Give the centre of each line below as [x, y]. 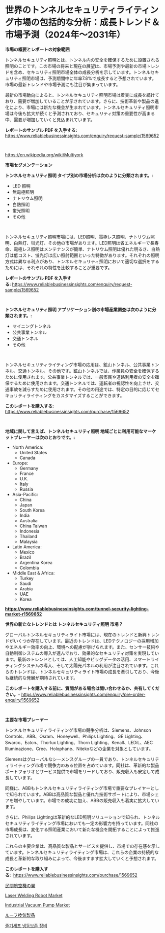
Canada [27, 458]
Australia [28, 520]
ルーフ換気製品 [20, 915]
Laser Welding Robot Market [34, 895]
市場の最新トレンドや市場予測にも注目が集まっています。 [63, 84]
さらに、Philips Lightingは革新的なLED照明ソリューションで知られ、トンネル [82, 817]
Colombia [29, 568]
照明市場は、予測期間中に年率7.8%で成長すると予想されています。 [89, 78]
